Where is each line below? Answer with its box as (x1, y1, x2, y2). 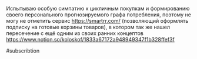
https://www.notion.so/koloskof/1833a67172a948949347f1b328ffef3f (6, 36, 175, 43)
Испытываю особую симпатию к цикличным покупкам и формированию (6, 5, 190, 12)
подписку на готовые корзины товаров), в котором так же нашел (6, 23, 171, 30)
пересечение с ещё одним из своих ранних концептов (6, 30, 144, 37)
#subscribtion (6, 47, 40, 54)
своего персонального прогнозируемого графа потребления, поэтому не (6, 11, 192, 18)
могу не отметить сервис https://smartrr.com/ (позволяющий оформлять (6, 18, 189, 24)
